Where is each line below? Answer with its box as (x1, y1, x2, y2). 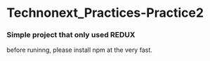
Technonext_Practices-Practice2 (6, 5, 204, 21)
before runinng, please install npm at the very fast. (6, 46, 152, 54)
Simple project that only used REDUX (6, 30, 136, 40)
